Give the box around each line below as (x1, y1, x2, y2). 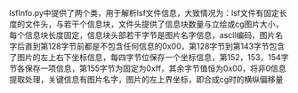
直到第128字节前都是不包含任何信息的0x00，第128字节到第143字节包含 (24, 41, 286, 51)
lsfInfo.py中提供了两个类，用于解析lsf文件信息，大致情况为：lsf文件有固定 (9, 8, 280, 18)
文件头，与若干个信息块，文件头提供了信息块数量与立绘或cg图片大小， (24, 19, 284, 29)
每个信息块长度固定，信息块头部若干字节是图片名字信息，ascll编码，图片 (9, 30, 276, 40)
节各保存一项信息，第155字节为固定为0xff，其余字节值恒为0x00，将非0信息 (9, 63, 286, 74)
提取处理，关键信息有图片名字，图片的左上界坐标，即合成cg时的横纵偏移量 (9, 74, 284, 84)
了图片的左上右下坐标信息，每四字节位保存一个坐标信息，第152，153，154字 (9, 52, 289, 62)
